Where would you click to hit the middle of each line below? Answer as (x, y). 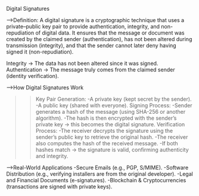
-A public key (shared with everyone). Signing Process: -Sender (114, 105)
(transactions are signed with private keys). (59, 186)
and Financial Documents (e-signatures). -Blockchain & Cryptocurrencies (96, 180)
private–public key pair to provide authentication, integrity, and (83, 27)
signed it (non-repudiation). (40, 52)
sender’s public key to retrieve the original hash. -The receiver (112, 137)
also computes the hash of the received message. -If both (107, 143)
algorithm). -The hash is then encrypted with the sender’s (106, 118)
